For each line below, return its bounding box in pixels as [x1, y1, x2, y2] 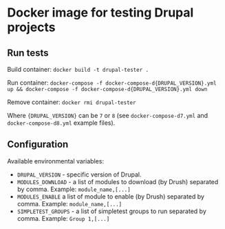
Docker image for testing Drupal [7, 5, 194, 21]
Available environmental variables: [7, 157, 105, 165]
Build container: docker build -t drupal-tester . [7, 66, 149, 73]
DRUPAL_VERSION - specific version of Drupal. [17, 170, 142, 179]
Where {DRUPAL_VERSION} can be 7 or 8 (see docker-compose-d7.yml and [7, 112, 208, 119]
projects [7, 19, 56, 35]
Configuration [7, 139, 69, 150]
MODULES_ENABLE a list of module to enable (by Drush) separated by [17, 192, 205, 201]
